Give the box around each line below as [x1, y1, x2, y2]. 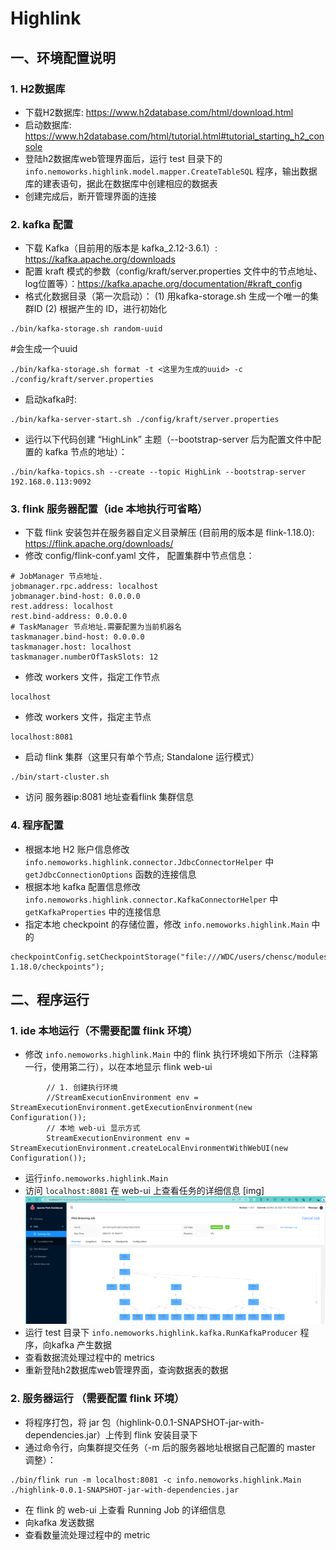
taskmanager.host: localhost [10, 642, 132, 652]
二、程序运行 [10, 992, 90, 1009]
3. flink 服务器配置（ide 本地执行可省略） [10, 502, 208, 516]
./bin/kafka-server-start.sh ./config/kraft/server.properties [10, 415, 280, 425]
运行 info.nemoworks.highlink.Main [24, 1172, 169, 1184]
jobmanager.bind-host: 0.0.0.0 [10, 592, 141, 602]
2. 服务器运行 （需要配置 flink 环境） [10, 1392, 185, 1406]
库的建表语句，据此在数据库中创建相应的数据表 [24, 177, 218, 189]
